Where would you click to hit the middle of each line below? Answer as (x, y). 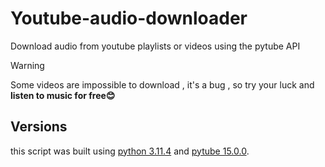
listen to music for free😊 (63, 95)
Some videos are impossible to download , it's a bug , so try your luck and (162, 84)
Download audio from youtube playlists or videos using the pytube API (155, 46)
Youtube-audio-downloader (129, 18)
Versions (39, 127)
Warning (27, 65)
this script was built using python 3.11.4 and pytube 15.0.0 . (130, 151)
